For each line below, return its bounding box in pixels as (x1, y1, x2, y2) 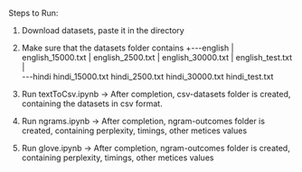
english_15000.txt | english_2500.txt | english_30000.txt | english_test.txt (21, 52, 293, 62)
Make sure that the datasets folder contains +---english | (21, 42, 234, 53)
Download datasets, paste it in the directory (21, 25, 184, 35)
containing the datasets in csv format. (21, 98, 164, 109)
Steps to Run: (8, 8, 59, 18)
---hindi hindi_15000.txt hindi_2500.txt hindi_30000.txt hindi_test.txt (21, 71, 274, 82)
